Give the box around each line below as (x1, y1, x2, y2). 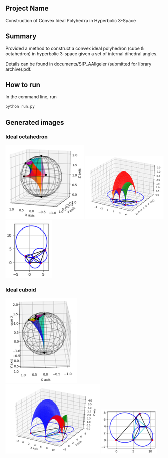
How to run (5, 81, 41, 89)
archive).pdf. (5, 66, 32, 72)
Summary (5, 32, 37, 41)
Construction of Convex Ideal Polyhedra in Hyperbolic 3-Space (5, 17, 136, 23)
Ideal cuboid (5, 286, 36, 293)
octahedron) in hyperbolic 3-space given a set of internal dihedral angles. (5, 50, 158, 57)
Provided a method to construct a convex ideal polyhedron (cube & (5, 45, 144, 51)
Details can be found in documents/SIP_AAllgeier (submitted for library (5, 61, 152, 67)
